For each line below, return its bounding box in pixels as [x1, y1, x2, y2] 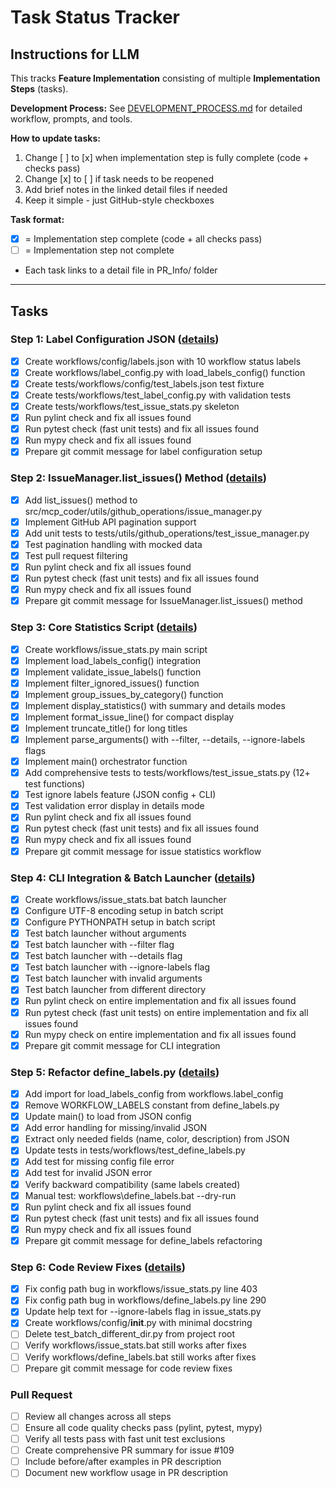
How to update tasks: [10, 132, 101, 144]
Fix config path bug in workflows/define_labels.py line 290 [24, 1294, 267, 1306]
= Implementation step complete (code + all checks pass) [24, 233, 263, 245]
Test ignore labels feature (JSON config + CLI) [24, 789, 217, 801]
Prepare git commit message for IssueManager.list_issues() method [24, 595, 303, 607]
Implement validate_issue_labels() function [24, 666, 202, 678]
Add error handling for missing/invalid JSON [24, 1122, 208, 1134]
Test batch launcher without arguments [24, 927, 187, 940]
